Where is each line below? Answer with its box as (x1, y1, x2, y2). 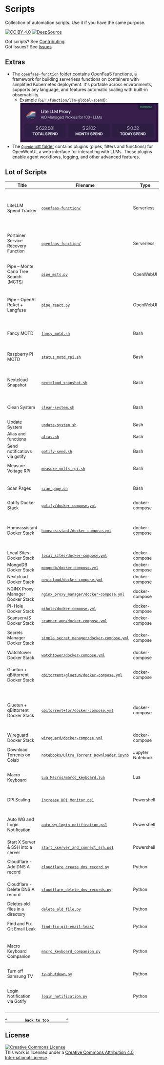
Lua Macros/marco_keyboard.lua (41, 775, 105, 780)
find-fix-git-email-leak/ (41, 924, 94, 929)
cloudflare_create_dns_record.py (41, 865, 110, 870)
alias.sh (41, 434, 60, 439)
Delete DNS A (7, 886, 35, 892)
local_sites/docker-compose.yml (41, 553, 107, 558)
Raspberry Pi (7, 351, 33, 357)
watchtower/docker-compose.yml (41, 653, 105, 658)
